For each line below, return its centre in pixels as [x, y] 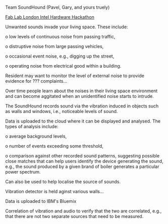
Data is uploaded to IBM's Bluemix [41, 201]
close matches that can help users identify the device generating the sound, [84, 161]
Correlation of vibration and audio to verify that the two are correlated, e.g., [83, 211]
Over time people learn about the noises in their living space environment [81, 91]
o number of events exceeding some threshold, [54, 146]
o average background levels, [36, 136]
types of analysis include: [32, 126]
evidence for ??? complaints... [36, 81]
